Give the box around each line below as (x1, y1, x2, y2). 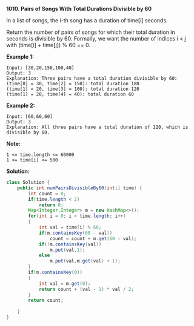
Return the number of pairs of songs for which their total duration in (6, 28, 176, 36)
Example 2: (6, 102, 35, 109)
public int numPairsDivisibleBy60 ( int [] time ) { (17, 184, 142, 191)
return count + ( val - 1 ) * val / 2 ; (38, 286, 135, 292)
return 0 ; (38, 202, 64, 208)
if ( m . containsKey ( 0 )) (28, 269, 83, 275)
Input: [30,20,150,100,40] (6, 65, 75, 71)
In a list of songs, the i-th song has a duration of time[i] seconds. (6, 17, 168, 24)
